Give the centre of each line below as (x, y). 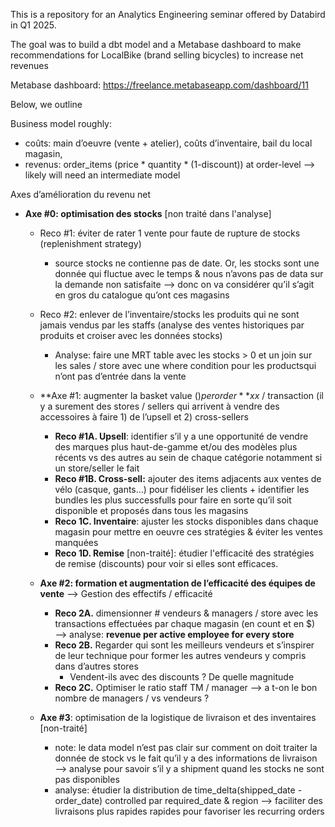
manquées (76, 542)
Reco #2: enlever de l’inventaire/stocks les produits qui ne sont (169, 314)
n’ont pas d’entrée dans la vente (120, 376)
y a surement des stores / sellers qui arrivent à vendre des (159, 406)
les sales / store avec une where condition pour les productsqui (185, 365)
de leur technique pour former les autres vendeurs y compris (180, 655)
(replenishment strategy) (90, 243)
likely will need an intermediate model (102, 175)
